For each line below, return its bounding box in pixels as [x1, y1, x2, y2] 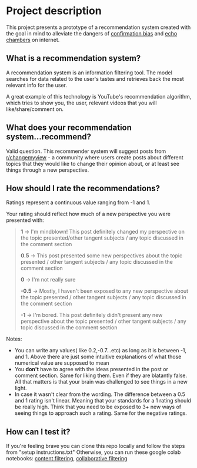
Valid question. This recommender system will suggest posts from [6, 148, 166, 155]
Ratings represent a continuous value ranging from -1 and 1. [6, 199, 151, 206]
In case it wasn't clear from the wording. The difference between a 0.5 [14, 391, 185, 398]
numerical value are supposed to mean [14, 359, 110, 366]
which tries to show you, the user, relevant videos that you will [6, 99, 157, 106]
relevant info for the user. [6, 81, 68, 89]
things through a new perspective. [6, 166, 89, 174]
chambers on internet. [6, 36, 60, 43]
